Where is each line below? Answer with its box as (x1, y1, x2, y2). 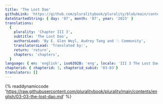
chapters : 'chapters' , (14, 52, 60, 57)
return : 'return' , (14, 47, 51, 52)
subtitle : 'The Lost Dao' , (14, 34, 68, 39)
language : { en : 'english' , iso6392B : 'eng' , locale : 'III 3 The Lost (5, 61, 151, 66)
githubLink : (5, 12, 29, 16)
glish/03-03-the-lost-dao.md (5, 93, 63, 99)
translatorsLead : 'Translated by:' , (14, 43, 88, 48)
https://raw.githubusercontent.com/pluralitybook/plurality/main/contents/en (6, 88, 158, 94)
